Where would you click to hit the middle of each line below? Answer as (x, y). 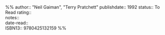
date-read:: (17, 23)
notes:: (12, 17)
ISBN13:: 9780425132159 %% (36, 28)
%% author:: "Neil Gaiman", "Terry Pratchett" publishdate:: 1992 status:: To (82, 7)
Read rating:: (18, 12)
